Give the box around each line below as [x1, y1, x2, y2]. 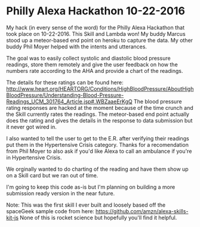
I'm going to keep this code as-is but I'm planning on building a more [6, 183, 176, 191]
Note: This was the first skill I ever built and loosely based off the [6, 201, 166, 208]
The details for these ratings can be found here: [6, 79, 124, 86]
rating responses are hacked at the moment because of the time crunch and [6, 104, 194, 111]
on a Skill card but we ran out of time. [6, 171, 99, 179]
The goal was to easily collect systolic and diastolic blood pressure [6, 54, 171, 62]
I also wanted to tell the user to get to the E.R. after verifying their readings [6, 134, 189, 142]
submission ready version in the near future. [6, 189, 115, 197]
